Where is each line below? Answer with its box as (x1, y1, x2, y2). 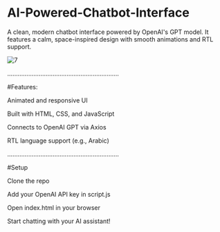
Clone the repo (7, 177, 50, 185)
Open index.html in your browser (7, 203, 100, 212)
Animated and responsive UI (7, 96, 88, 105)
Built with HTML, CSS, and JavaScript (7, 109, 115, 118)
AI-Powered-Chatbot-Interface (7, 5, 190, 21)
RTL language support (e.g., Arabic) (7, 136, 109, 145)
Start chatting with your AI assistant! (7, 217, 111, 225)
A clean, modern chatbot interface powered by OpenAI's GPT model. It (7, 28, 209, 36)
